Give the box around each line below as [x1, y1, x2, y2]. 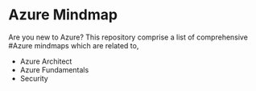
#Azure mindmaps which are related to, [8, 40, 139, 50]
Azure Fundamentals [19, 64, 89, 74]
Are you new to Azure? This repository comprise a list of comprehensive [8, 32, 248, 42]
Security [19, 73, 48, 83]
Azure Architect [19, 56, 72, 66]
